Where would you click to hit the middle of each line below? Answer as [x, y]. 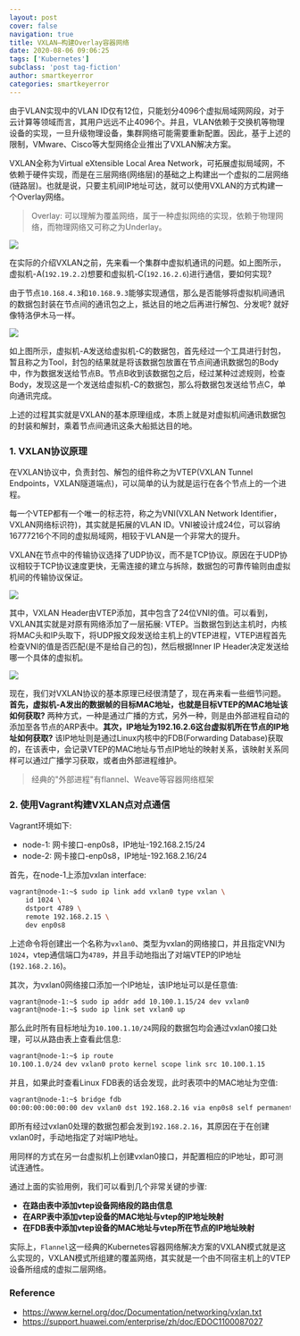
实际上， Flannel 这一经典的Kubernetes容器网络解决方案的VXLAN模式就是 [144, 1247]
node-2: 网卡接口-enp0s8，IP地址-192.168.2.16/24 [114, 856]
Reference [32, 1292]
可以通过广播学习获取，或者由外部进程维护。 [99, 760]
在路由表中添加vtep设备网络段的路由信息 [97, 1205]
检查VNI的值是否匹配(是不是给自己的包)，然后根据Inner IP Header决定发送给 [150, 646]
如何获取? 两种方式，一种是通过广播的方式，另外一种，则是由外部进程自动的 [150, 715]
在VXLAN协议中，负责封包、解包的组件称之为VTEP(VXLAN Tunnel [131, 472]
